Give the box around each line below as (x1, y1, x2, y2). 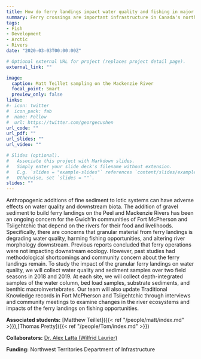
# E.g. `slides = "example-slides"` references (6, 169, 133, 175)
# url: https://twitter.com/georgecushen (6, 119, 114, 126)
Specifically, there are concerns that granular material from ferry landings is (6, 229, 193, 236)
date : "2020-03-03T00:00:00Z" (6, 48, 82, 54)
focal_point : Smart (11, 86, 60, 92)
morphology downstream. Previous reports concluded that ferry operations (6, 241, 191, 248)
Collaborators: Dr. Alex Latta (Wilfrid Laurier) (6, 334, 118, 342)
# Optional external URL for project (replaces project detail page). (6, 58, 186, 65)
